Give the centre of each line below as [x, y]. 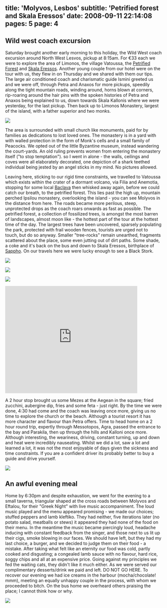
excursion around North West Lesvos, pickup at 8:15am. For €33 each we [80, 58]
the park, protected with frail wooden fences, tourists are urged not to [77, 230]
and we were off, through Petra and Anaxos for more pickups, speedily [78, 85]
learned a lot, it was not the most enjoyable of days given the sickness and [82, 448]
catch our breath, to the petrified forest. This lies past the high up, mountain [83, 193]
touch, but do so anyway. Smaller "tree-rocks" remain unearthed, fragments [83, 235]
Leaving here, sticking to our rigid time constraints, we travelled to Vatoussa [83, 177]
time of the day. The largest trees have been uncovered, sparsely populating [83, 224]
